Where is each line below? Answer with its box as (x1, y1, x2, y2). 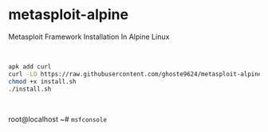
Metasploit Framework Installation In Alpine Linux (8, 32, 170, 41)
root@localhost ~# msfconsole (8, 115, 108, 124)
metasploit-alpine (8, 6, 129, 24)
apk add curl (8, 62, 52, 71)
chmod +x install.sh (8, 77, 77, 85)
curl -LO (8, 70, 37, 78)
